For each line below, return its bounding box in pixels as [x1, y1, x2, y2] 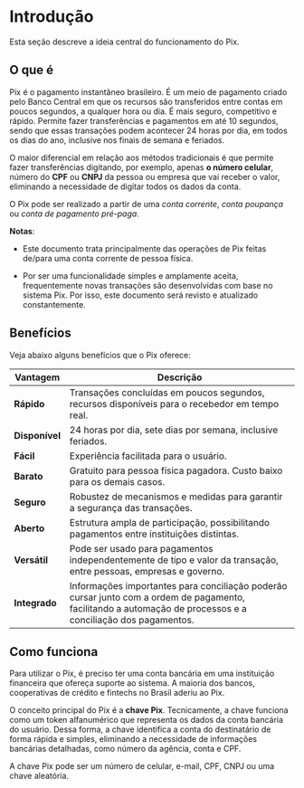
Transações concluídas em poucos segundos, [69, 386, 265, 399]
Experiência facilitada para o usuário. [69, 450, 228, 462]
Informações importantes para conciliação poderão [69, 579, 288, 592]
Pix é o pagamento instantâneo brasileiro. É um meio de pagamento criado [9, 86, 288, 97]
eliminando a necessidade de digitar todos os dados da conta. [9, 181, 242, 192]
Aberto [14, 522, 45, 535]
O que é [9, 62, 54, 78]
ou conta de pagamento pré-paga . [9, 208, 140, 219]
